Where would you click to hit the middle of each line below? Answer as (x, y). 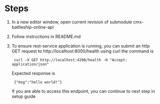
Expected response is (33, 73)
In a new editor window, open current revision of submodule (72, 22)
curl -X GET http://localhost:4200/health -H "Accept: (71, 60)
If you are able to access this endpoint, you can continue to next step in (83, 91)
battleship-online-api (33, 27)
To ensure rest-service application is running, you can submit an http (81, 46)
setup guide (24, 96)
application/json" (30, 64)
